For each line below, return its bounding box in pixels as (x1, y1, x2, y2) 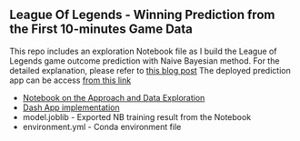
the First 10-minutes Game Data (9, 22, 194, 37)
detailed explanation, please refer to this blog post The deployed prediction (9, 65, 291, 76)
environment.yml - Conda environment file (22, 121, 182, 132)
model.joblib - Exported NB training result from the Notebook (22, 111, 252, 122)
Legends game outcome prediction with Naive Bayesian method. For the (9, 55, 280, 66)
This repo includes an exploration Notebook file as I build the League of (9, 45, 277, 56)
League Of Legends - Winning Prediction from (9, 7, 275, 23)
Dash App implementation (22, 102, 120, 113)
